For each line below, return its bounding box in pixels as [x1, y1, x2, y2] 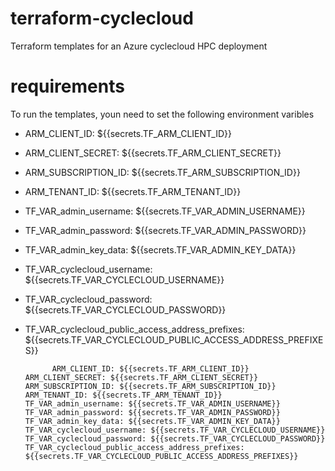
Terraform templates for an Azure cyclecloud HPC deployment [10, 40, 268, 52]
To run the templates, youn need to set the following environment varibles [10, 108, 315, 120]
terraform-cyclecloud [10, 7, 194, 30]
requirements [10, 75, 125, 98]
